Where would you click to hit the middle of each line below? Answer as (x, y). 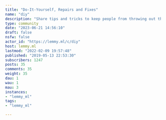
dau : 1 (12, 78)
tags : (11, 101)
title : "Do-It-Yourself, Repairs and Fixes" (52, 10)
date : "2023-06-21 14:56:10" (35, 28)
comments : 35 (19, 69)
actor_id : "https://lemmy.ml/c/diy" (43, 42)
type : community (22, 23)
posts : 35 (15, 64)
